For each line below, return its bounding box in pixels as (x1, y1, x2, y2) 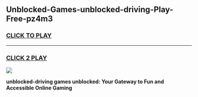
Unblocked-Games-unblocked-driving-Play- (6, 5, 174, 15)
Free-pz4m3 (6, 14, 53, 24)
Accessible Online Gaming (6, 84, 72, 91)
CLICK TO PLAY (6, 32, 52, 40)
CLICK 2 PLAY (6, 53, 47, 62)
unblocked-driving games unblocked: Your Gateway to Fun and (6, 78, 164, 85)
